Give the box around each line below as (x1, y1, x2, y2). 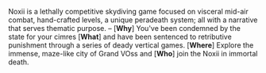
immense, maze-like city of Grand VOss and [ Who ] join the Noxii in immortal (8, 49, 258, 58)
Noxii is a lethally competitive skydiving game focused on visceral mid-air (8, 7, 249, 16)
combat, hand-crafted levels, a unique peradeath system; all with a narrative (8, 15, 258, 25)
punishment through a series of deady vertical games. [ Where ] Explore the (8, 40, 254, 50)
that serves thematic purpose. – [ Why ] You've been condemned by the (8, 24, 241, 33)
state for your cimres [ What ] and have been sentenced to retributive (8, 32, 232, 41)
